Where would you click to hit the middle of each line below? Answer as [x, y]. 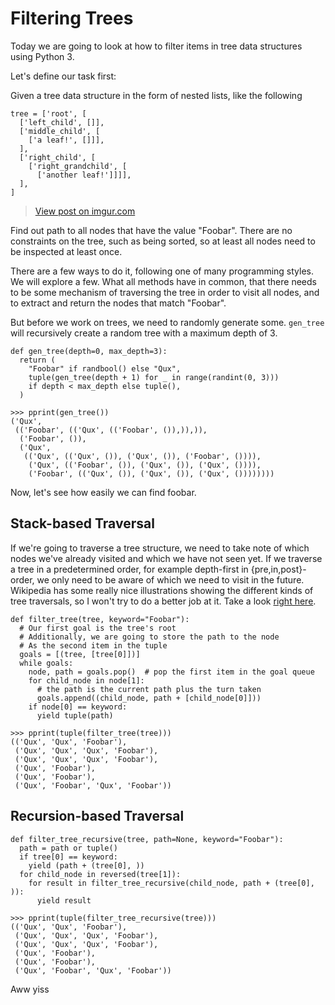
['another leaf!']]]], [84, 175]
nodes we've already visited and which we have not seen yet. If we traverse [166, 558]
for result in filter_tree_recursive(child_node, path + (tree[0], [171, 883]
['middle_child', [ [60, 131]
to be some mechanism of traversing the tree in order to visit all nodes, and [165, 292]
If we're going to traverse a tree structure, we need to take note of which [160, 548]
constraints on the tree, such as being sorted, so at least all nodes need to [163, 241]
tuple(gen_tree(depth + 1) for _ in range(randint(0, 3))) [154, 377]
